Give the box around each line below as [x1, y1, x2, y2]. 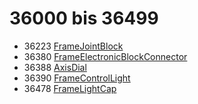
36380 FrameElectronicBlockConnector [23, 50, 188, 62]
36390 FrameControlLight [23, 72, 131, 84]
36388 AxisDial [23, 61, 87, 73]
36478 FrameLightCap [23, 82, 117, 94]
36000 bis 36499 [9, 7, 159, 30]
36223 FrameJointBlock [23, 40, 124, 52]
